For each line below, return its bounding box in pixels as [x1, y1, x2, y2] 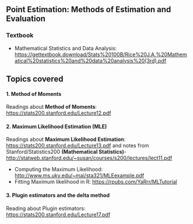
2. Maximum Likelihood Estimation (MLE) [6, 123, 107, 130]
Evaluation [6, 14, 45, 24]
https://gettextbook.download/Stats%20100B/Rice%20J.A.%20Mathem [14, 51, 188, 58]
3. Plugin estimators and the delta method [6, 192, 110, 199]
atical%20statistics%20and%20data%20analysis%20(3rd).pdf [14, 57, 167, 64]
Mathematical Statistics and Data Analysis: [14, 44, 117, 51]
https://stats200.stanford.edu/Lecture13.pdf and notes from [6, 142, 149, 149]
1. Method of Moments [6, 90, 62, 97]
